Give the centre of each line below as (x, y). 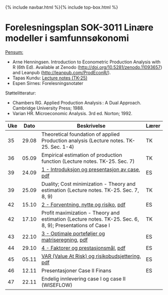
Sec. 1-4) (62, 147)
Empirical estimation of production (82, 155)
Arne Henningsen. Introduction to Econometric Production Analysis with (86, 62)
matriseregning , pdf (64, 240)
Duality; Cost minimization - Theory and (88, 184)
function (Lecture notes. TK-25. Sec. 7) (88, 161)
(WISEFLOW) (57, 285)
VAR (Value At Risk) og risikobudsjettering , (91, 256)
